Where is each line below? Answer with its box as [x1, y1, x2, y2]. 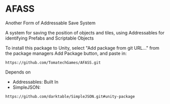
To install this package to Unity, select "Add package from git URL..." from [5, 45, 160, 51]
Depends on [5, 69, 31, 75]
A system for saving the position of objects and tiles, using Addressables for [5, 29, 165, 36]
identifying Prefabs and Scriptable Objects [5, 35, 94, 41]
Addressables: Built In [12, 79, 58, 85]
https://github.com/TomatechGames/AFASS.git [5, 60, 101, 65]
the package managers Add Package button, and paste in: [5, 50, 127, 56]
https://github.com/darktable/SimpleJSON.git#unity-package [5, 94, 135, 99]
